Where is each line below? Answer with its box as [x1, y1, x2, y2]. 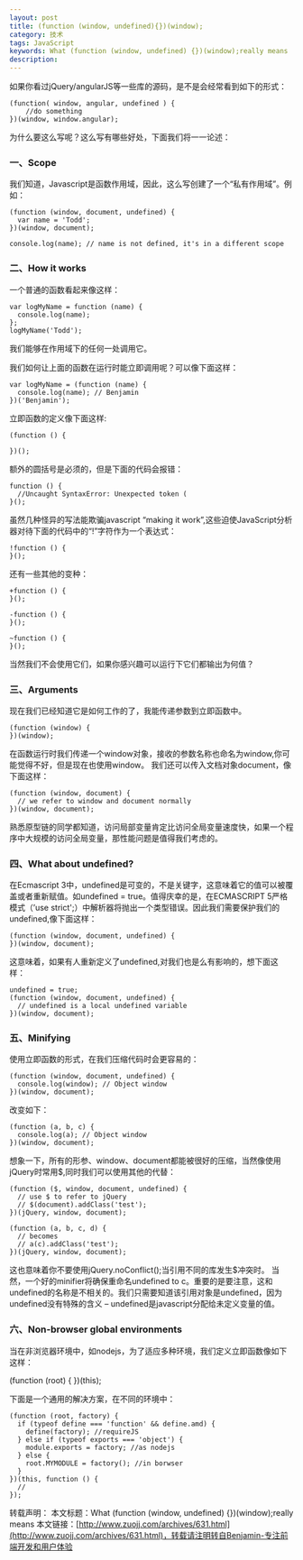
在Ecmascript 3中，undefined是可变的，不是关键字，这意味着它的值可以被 [9, 880, 286, 891]
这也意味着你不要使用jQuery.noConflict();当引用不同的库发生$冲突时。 [9, 1264, 270, 1276]
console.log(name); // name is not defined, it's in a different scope [9, 240, 284, 249]
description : [9, 55, 59, 64]
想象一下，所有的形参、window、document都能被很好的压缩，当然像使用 [9, 1155, 281, 1166]
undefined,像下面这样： [9, 913, 97, 924]
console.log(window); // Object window [17, 1079, 168, 1089]
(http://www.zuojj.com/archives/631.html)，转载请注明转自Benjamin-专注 [9, 1529, 281, 1540]
